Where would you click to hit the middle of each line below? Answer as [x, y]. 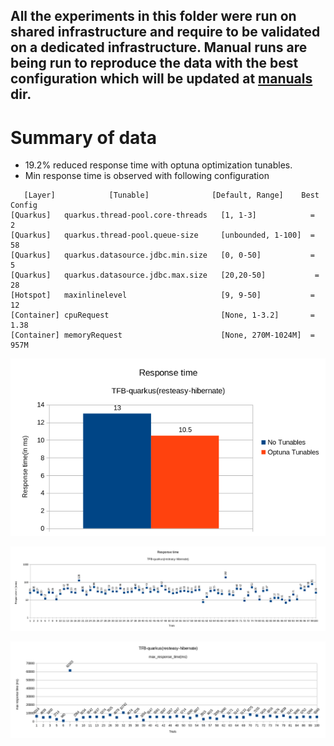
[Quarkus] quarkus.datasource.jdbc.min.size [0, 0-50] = [162, 255]
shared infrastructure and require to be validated [165, 32]
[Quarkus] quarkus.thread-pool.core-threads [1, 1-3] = [162, 215]
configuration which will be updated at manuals [161, 79]
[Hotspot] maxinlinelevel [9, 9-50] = [162, 295]
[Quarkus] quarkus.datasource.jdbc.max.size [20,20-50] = [165, 275]
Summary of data [83, 137]
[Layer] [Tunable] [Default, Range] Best [171, 195]
